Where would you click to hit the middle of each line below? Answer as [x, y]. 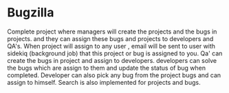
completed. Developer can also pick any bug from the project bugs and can [114, 75]
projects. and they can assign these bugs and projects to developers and [110, 38]
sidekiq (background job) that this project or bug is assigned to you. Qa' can [115, 53]
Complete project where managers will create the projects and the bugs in [112, 31]
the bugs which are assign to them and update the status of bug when [107, 68]
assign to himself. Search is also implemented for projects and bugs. [104, 82]
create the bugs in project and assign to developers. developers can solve [112, 60]
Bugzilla [31, 13]
